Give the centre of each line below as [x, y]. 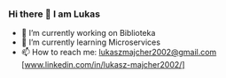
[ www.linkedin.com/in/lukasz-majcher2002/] [103, 65]
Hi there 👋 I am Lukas [55, 14]
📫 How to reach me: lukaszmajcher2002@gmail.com [119, 53]
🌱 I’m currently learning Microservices [91, 42]
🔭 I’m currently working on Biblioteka [88, 33]
